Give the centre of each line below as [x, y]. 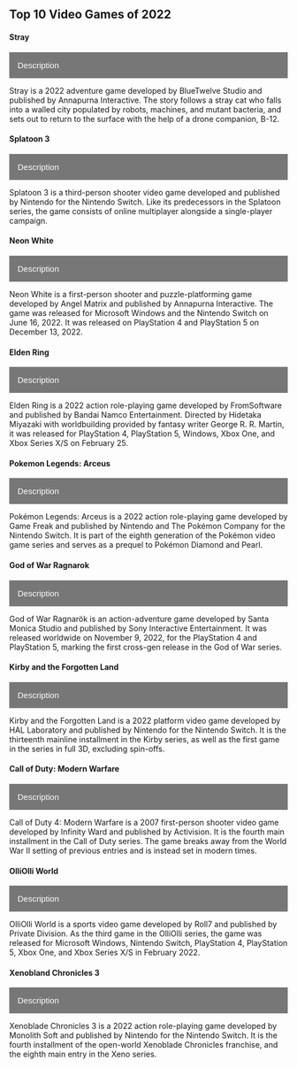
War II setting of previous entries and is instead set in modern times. [133, 851]
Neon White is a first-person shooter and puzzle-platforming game [131, 294]
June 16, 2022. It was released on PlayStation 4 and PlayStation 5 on [134, 323]
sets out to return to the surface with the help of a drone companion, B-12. [145, 119]
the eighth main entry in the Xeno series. [83, 1054]
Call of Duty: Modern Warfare [65, 769]
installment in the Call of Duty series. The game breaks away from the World [148, 841]
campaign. [29, 220]
